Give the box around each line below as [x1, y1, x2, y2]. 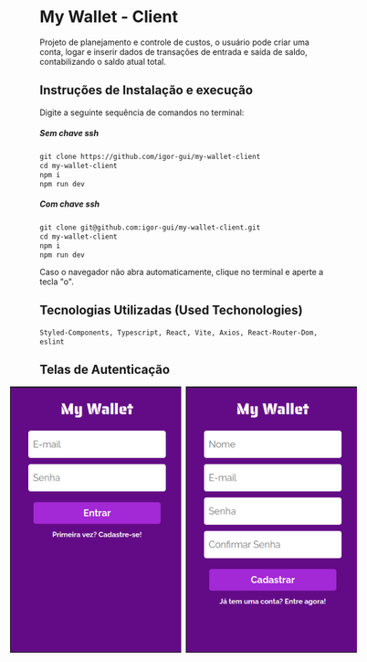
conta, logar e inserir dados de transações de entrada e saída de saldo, [39, 46, 309, 57]
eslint [39, 336, 65, 347]
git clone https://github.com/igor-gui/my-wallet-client [39, 152, 261, 161]
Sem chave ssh [39, 128, 100, 139]
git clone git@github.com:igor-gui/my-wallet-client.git [39, 222, 261, 232]
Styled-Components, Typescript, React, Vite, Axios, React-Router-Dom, [39, 327, 318, 337]
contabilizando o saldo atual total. [39, 56, 167, 67]
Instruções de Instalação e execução [39, 82, 254, 98]
